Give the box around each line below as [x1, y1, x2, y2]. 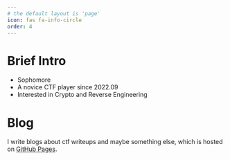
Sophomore [17, 75, 51, 84]
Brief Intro [7, 53, 67, 69]
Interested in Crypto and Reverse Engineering [17, 91, 148, 99]
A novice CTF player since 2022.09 [17, 83, 118, 91]
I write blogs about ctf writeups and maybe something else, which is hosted [7, 138, 223, 146]
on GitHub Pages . [7, 145, 57, 153]
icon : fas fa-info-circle [7, 17, 82, 24]
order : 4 [7, 23, 33, 30]
